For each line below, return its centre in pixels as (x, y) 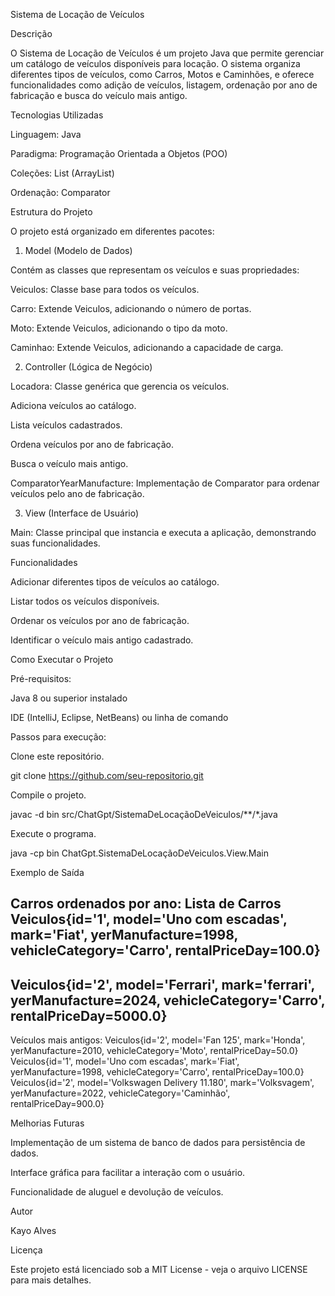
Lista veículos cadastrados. (66, 425)
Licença (26, 1250)
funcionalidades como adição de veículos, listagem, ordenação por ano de (164, 85)
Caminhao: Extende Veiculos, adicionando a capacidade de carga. (147, 347)
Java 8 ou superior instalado (69, 698)
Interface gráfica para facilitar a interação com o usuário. (128, 1173)
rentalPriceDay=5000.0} (89, 1015)
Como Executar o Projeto (62, 659)
